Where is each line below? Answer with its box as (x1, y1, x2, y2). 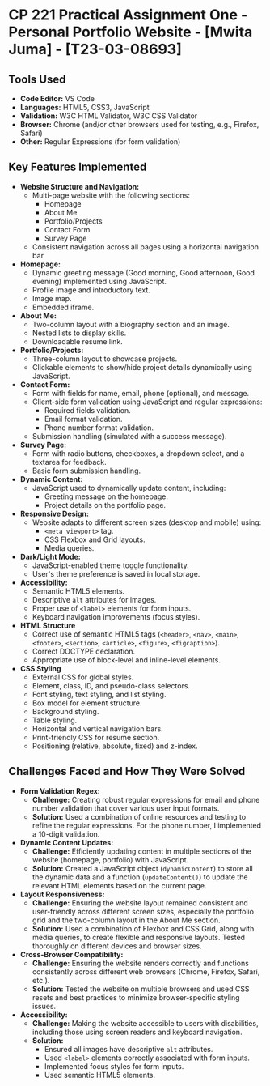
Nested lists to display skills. (32, 328, 127, 338)
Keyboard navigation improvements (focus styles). (32, 611, 200, 621)
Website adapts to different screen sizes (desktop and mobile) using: (32, 517, 262, 527)
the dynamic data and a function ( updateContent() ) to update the (32, 872, 248, 882)
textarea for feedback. (32, 457, 107, 466)
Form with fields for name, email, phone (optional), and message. (32, 388, 249, 398)
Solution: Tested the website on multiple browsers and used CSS (32, 984, 250, 994)
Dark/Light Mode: (19, 552, 81, 561)
